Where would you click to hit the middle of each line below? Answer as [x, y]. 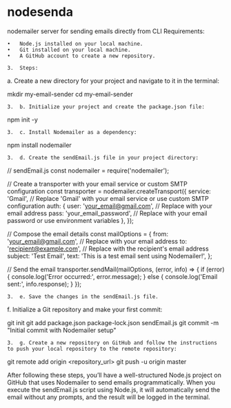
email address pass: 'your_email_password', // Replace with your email [107, 213]
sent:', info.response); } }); [44, 284]
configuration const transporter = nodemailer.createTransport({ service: [109, 191]
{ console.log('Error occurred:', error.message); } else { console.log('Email [112, 276]
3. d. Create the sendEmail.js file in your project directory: [103, 157]
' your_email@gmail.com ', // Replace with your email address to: [97, 241]
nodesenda [40, 12]
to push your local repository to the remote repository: [92, 349]
